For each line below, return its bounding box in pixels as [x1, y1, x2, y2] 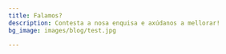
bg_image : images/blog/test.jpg [8, 26, 116, 34]
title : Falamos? [8, 11, 63, 20]
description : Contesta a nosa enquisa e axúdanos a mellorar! [8, 19, 220, 27]
